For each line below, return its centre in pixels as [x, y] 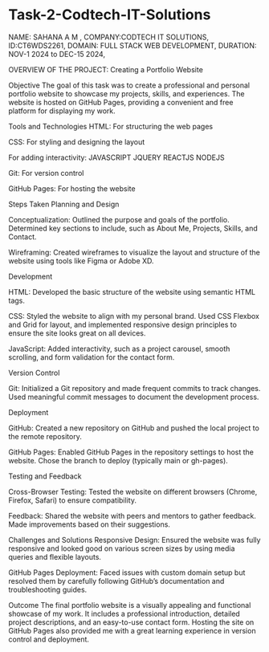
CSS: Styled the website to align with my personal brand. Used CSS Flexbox [134, 316]
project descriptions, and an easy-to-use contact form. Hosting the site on [131, 622]
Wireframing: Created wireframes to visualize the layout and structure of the [134, 252]
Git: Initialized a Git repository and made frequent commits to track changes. [134, 388]
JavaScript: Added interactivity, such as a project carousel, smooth [119, 348]
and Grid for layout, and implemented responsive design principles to [122, 324]
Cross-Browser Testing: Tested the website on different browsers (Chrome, [133, 491]
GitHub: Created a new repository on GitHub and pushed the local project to [134, 428]
